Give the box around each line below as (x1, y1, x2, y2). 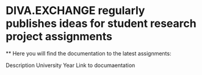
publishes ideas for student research (5, 16, 197, 30)
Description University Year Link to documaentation (5, 62, 135, 69)
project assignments (5, 30, 112, 43)
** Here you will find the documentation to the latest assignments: (5, 49, 171, 57)
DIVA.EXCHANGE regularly (5, 4, 145, 18)
